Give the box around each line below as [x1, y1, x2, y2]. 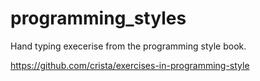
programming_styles [10, 7, 187, 30]
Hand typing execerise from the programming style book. [10, 40, 247, 52]
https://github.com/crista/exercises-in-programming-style [10, 59, 250, 71]
